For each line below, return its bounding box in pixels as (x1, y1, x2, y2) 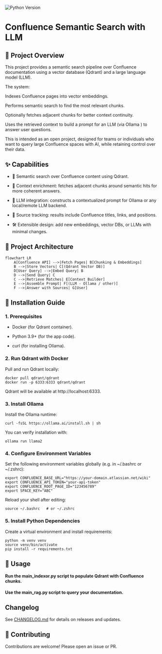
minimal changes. (12, 228, 48, 234)
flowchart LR (5, 256, 32, 260)
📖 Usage (5, 559, 31, 568)
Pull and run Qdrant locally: (5, 366, 60, 372)
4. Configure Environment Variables (5, 450, 91, 457)
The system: (5, 84, 30, 89)
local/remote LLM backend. (12, 202, 67, 208)
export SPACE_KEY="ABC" (5, 488, 53, 493)
